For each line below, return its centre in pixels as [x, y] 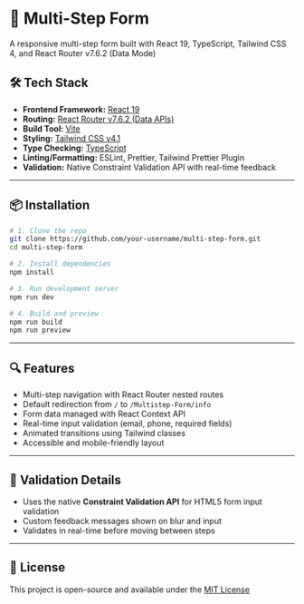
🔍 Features [42, 368]
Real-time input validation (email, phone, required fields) [127, 424]
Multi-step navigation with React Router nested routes [123, 395]
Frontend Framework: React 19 [81, 109]
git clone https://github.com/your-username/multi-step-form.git [135, 239]
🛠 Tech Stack [49, 83]
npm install [32, 273]
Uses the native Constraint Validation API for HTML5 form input [142, 502]
